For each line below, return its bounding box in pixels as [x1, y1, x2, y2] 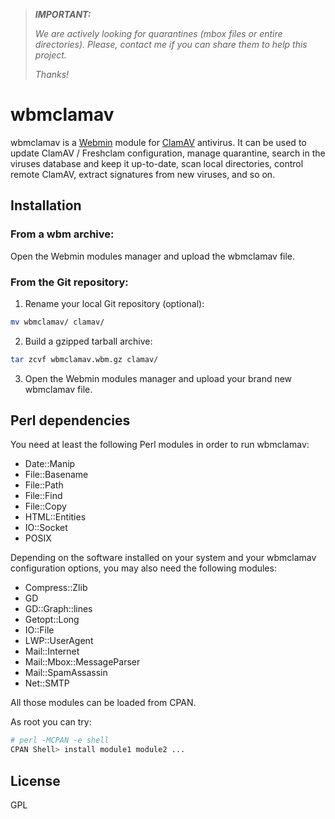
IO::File [24, 624, 55, 636]
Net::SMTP [24, 677, 70, 689]
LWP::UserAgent [24, 635, 94, 647]
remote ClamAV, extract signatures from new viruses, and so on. [10, 168, 276, 180]
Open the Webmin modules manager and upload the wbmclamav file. [10, 250, 296, 262]
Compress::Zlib [24, 582, 88, 594]
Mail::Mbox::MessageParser [24, 656, 141, 668]
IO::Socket [24, 522, 68, 534]
